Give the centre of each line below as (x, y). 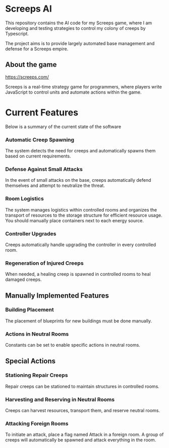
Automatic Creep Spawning (40, 140)
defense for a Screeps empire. (37, 49)
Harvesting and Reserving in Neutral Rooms (60, 399)
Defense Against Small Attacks (44, 169)
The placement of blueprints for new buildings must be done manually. (79, 321)
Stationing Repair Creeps (37, 375)
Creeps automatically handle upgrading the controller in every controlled (81, 245)
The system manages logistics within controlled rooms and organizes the (81, 210)
